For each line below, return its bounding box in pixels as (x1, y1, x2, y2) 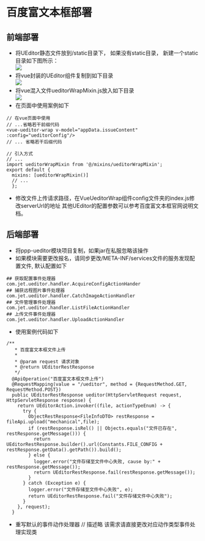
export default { (6, 167, 51, 173)
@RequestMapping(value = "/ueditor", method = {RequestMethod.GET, (12, 381, 188, 387)
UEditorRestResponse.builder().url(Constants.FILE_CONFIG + (6, 441, 163, 447)
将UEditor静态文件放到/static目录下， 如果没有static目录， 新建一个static (15, 50, 199, 56)
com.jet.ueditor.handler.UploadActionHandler (6, 316, 124, 322)
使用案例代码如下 (15, 328, 59, 335)
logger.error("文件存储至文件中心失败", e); (28, 486, 133, 493)
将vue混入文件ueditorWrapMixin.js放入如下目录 (15, 87, 135, 94)
